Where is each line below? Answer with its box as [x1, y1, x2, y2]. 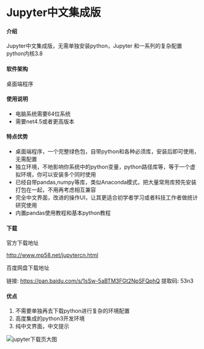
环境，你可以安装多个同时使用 [20, 171, 96, 178]
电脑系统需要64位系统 [15, 110, 71, 117]
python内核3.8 [6, 50, 43, 57]
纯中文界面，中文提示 [15, 323, 69, 330]
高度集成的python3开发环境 [15, 315, 85, 323]
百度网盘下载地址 [6, 264, 50, 272]
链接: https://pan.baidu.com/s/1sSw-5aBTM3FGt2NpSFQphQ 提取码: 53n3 [6, 277, 194, 284]
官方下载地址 [6, 239, 39, 246]
